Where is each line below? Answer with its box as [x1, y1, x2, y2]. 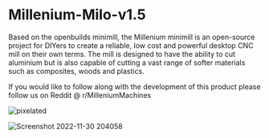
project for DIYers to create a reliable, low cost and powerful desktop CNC [8, 40, 255, 50]
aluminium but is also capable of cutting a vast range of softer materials [8, 58, 246, 67]
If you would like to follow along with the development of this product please [8, 82, 261, 91]
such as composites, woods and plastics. [8, 66, 145, 75]
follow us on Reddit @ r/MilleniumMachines [8, 90, 152, 99]
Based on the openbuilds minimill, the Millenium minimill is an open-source [8, 32, 255, 42]
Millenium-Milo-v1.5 [8, 6, 146, 24]
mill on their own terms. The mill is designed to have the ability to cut [8, 49, 235, 59]
